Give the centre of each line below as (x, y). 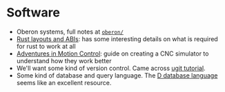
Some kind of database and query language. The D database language (117, 75)
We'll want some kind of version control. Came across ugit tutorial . (111, 68)
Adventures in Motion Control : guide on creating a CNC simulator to (112, 54)
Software (33, 13)
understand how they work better (64, 60)
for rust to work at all (46, 46)
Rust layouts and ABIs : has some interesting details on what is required (117, 38)
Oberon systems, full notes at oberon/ (70, 32)
